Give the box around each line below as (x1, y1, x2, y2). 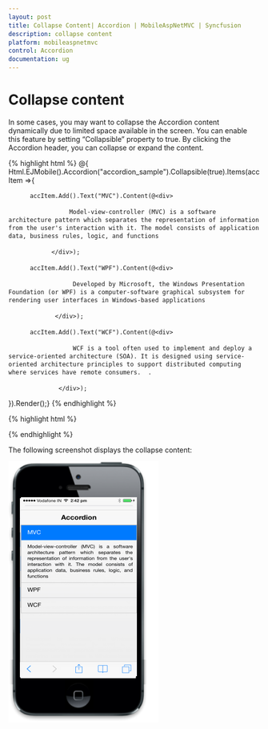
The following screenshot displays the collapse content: (8, 445, 193, 455)
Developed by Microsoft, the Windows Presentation (72, 280, 246, 288)
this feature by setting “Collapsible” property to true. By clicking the (8, 134, 231, 144)
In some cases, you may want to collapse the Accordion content (8, 117, 220, 127)
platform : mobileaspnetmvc (8, 38, 98, 47)
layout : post (8, 13, 52, 21)
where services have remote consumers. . (8, 368, 152, 376)
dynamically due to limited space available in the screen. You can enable (8, 125, 248, 136)
